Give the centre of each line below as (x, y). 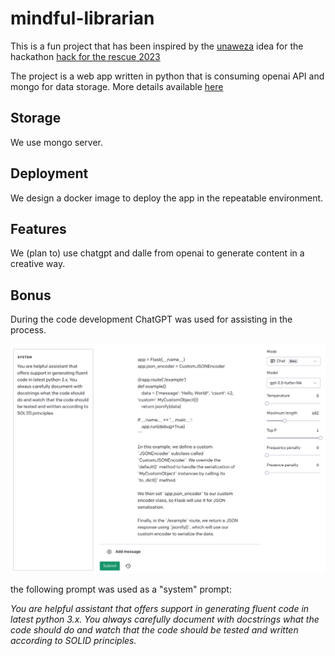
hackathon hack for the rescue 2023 (85, 56)
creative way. (38, 264)
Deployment (49, 173)
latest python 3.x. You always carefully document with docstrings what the (165, 619)
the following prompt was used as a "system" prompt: (121, 589)
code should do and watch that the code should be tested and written (154, 629)
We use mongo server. (57, 142)
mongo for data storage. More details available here (117, 86)
